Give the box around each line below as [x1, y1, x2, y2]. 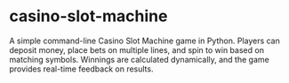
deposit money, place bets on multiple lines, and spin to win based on [9, 44, 265, 55]
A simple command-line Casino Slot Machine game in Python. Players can [9, 35, 280, 46]
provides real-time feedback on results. [9, 64, 154, 74]
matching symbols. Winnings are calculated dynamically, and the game [9, 54, 269, 64]
